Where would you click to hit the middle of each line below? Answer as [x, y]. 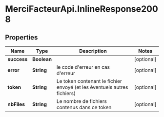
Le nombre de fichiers [82, 101]
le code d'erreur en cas [83, 67]
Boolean [42, 59]
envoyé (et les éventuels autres [92, 87]
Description [93, 51]
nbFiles [16, 104]
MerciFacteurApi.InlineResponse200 [82, 9]
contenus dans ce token [84, 107]
